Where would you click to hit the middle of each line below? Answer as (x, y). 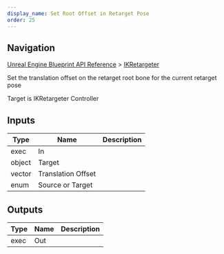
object (21, 163)
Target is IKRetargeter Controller (53, 99)
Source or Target (65, 185)
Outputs (25, 209)
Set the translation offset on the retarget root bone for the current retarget (112, 78)
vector (21, 174)
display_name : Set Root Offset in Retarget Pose (78, 13)
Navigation (31, 48)
